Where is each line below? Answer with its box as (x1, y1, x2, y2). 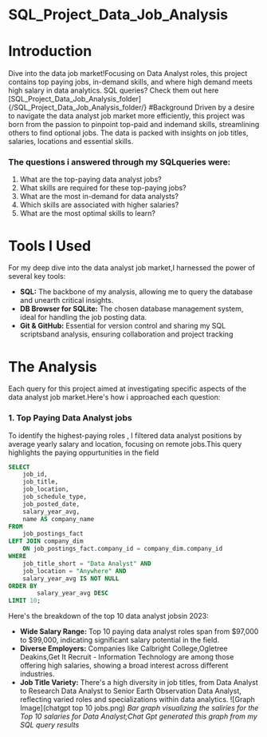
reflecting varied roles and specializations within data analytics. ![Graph (19, 695, 255, 704)
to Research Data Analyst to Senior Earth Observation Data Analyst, (19, 686, 241, 696)
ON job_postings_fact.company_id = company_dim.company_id (22, 545, 223, 553)
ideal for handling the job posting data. (19, 313, 147, 322)
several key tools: (8, 272, 66, 281)
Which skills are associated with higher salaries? (19, 200, 179, 209)
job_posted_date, (22, 500, 80, 508)
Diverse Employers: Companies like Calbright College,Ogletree (19, 643, 228, 653)
